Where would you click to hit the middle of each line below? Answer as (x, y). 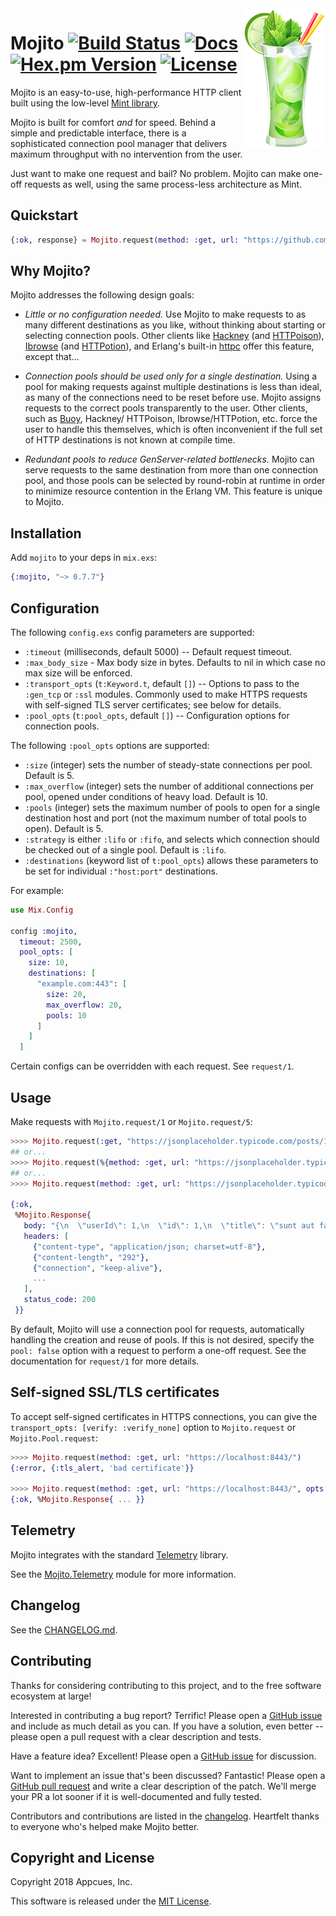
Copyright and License (82, 1857)
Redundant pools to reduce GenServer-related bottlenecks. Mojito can (169, 459)
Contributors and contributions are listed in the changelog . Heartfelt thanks (165, 1816)
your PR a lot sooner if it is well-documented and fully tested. (136, 1796)
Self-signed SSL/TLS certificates (115, 1392)
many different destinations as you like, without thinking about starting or (175, 325)
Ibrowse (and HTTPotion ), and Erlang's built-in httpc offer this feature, (169, 346)
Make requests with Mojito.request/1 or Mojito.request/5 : (131, 1121)
